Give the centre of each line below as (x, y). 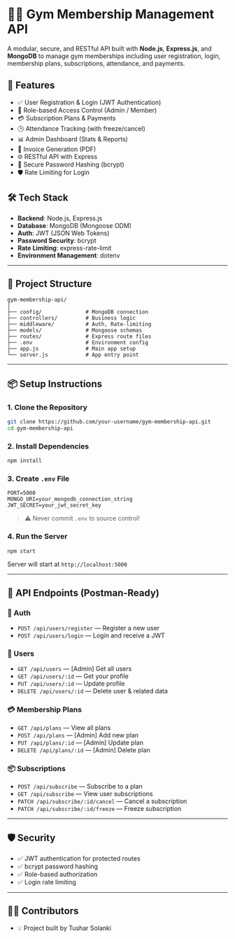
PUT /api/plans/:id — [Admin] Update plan (80, 742)
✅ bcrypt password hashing (58, 866)
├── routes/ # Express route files (79, 337)
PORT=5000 (22, 493)
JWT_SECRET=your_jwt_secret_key (54, 506)
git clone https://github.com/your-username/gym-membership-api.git (109, 422)
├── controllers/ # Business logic (72, 318)
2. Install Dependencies (48, 446)
